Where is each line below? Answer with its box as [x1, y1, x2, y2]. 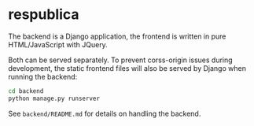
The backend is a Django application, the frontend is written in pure [8, 31, 226, 41]
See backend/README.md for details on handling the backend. [8, 109, 201, 118]
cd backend [8, 87, 44, 95]
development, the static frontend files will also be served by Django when [8, 63, 246, 72]
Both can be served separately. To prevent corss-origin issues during [8, 55, 234, 65]
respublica [8, 6, 79, 24]
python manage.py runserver [8, 94, 101, 102]
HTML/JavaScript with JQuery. [8, 39, 108, 49]
